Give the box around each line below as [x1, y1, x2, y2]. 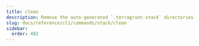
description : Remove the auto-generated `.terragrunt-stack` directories [6, 14, 194, 20]
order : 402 [11, 31, 39, 37]
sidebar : [6, 25, 28, 32]
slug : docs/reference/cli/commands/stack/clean [6, 20, 127, 26]
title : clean [6, 8, 39, 15]
